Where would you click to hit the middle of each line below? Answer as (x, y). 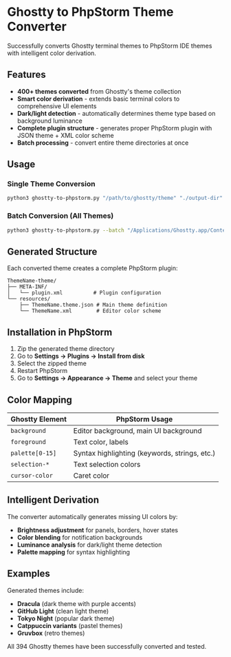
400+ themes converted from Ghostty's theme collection (99, 91)
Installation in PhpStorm (60, 332)
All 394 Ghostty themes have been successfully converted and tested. (107, 646)
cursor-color (32, 475)
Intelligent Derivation (53, 500)
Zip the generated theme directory (66, 349)
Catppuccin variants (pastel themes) (70, 625)
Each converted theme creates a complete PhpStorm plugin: (92, 268)
